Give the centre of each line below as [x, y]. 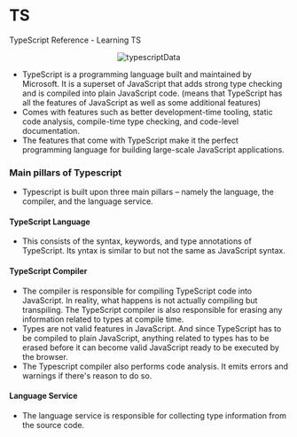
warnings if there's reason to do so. [87, 375]
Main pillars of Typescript [66, 172]
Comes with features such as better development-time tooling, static [147, 112]
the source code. [53, 425]
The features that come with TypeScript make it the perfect [130, 140]
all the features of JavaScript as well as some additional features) [141, 102]
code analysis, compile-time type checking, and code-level [130, 121]
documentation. [51, 130]
